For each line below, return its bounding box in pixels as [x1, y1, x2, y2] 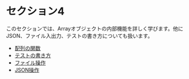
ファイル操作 [14, 59, 46, 66]
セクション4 [6, 5, 65, 18]
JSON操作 [14, 66, 40, 73]
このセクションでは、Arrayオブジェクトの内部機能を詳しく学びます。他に [6, 25, 184, 32]
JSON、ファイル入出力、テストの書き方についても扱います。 [6, 32, 153, 39]
